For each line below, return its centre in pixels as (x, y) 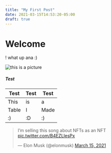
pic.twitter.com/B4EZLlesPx (46, 136)
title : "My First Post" (30, 10)
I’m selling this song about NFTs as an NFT (62, 130)
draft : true (18, 19)
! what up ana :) (21, 57)
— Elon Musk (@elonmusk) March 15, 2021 (62, 145)
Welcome (25, 44)
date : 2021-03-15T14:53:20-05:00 (40, 14)
